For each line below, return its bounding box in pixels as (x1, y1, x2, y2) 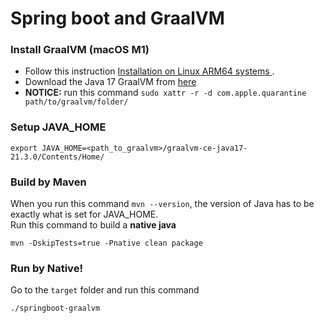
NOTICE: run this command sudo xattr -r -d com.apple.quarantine (24, 87, 307, 99)
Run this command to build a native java (10, 219, 177, 231)
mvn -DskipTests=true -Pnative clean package (10, 238, 203, 249)
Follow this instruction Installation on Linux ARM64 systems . (24, 65, 275, 77)
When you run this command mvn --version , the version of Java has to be (10, 198, 315, 210)
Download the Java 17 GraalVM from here (24, 76, 197, 88)
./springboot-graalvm (10, 303, 101, 314)
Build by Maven (10, 175, 87, 189)
